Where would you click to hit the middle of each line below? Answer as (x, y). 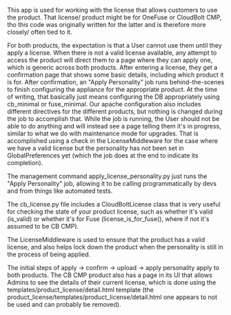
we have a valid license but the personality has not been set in (96, 148)
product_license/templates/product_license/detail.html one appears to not (112, 297)
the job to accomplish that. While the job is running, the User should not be (113, 119)
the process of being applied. (49, 254)
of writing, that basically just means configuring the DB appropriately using (113, 97)
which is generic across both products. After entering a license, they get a (112, 67)
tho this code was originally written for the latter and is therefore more (107, 25)
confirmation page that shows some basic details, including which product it (115, 75)
